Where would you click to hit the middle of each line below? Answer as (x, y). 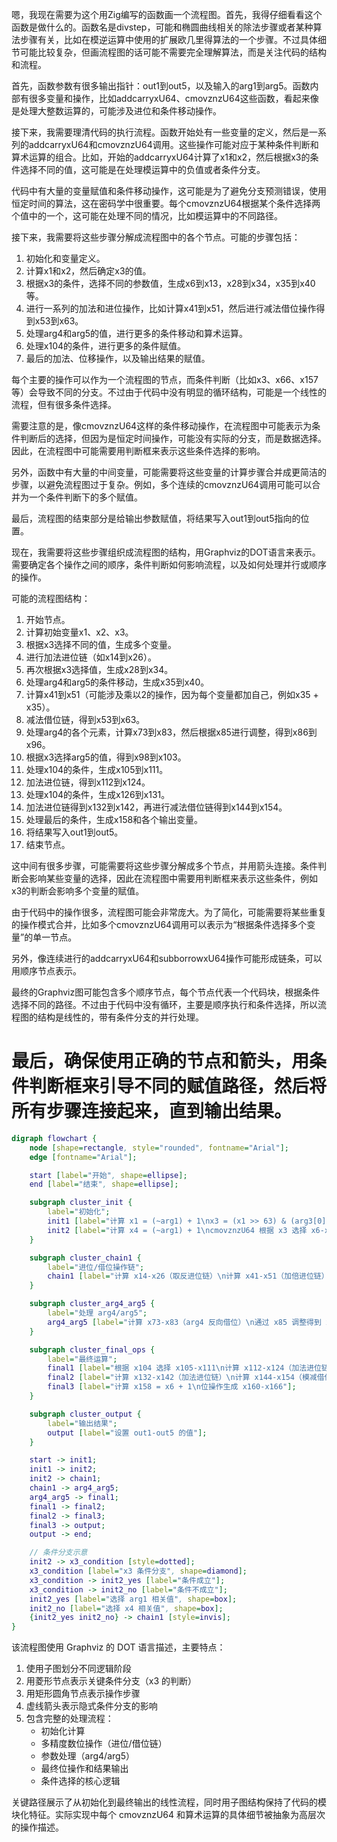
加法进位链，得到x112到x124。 (88, 782)
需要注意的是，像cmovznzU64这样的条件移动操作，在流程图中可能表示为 (162, 426)
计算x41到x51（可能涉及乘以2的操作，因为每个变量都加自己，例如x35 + (172, 694)
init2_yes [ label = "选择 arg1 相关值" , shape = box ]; (133, 1599)
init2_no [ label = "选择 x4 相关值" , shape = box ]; (126, 1608)
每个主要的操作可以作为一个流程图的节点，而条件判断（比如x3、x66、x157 (165, 379)
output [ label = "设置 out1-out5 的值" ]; (127, 1433)
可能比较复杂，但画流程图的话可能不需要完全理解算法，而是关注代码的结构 (173, 52)
